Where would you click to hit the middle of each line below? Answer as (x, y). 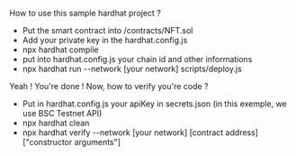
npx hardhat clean (56, 123)
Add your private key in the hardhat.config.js (105, 40)
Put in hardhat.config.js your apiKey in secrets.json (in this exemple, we (155, 104)
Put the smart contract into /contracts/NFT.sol (108, 30)
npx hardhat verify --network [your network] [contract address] (140, 133)
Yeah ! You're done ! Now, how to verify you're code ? (109, 86)
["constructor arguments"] (72, 142)
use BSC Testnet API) (62, 113)
